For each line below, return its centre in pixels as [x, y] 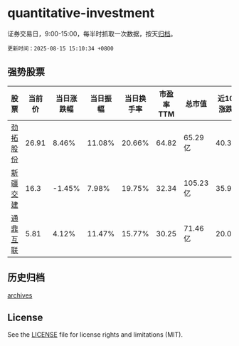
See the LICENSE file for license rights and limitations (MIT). [95, 335]
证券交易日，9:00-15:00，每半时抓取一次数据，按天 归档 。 [92, 33]
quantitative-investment [81, 13]
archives [20, 295]
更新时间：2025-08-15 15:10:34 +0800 [60, 48]
